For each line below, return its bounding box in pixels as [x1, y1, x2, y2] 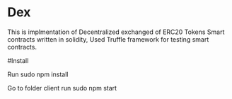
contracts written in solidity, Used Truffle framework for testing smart [7, 35, 209, 43]
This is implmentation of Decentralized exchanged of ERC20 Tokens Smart [7, 28, 225, 36]
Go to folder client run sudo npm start [7, 83, 117, 92]
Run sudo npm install [7, 70, 69, 78]
